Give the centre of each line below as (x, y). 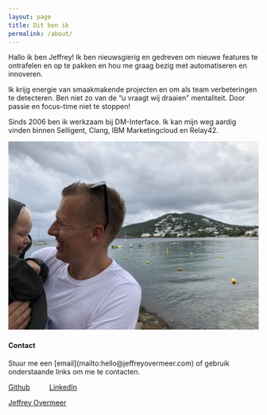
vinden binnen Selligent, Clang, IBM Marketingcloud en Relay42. (113, 131)
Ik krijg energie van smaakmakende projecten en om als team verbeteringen (133, 90)
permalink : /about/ (41, 33)
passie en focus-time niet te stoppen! (70, 107)
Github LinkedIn (43, 387)
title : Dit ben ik (39, 25)
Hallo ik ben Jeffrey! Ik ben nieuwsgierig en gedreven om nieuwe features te (133, 57)
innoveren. (26, 74)
